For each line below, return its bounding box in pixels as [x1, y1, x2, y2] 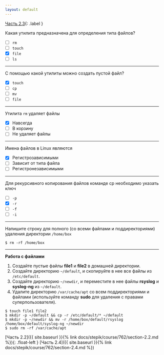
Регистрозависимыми [12, 155, 59, 161]
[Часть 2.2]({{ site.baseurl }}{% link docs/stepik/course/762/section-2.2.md [5, 334, 159, 340]
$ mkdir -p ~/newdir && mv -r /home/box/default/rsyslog [5, 317, 123, 322]
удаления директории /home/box [5, 231, 72, 237]
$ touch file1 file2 [5, 308, 47, 314]
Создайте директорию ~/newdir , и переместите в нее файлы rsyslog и [12, 278, 159, 284]
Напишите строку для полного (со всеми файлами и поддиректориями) [5, 225, 155, 232]
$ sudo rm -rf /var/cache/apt [5, 325, 67, 331]
